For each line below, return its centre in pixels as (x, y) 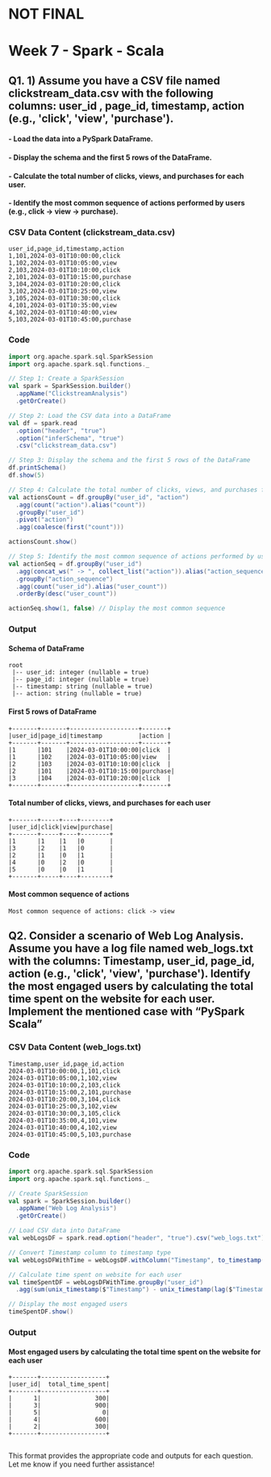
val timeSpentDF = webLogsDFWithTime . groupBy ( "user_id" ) (106, 1282)
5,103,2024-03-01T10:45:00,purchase (70, 319)
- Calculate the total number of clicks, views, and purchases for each (126, 176)
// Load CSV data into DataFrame (65, 1231)
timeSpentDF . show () (41, 1312)
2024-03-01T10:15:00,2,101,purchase (70, 1092)
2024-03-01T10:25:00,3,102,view (63, 1106)
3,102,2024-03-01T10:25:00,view (63, 291)
